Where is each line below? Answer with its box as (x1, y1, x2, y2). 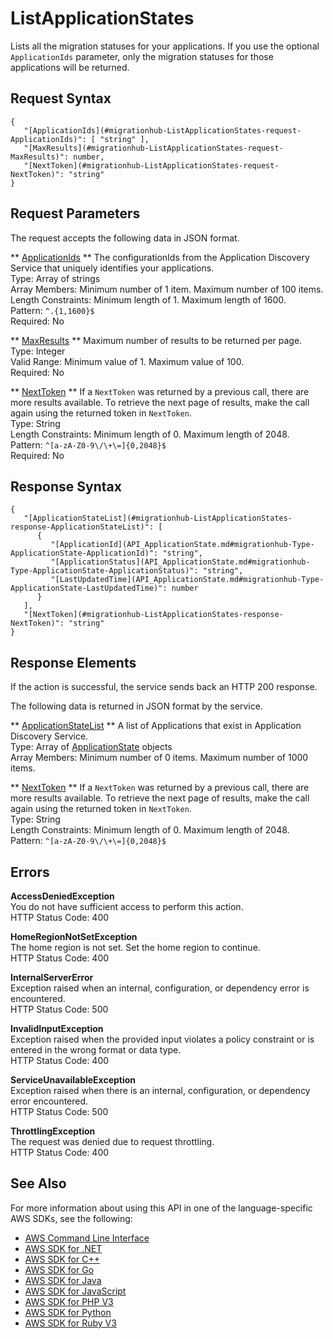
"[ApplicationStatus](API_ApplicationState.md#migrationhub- (50, 557, 311, 567)
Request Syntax (10, 90, 112, 107)
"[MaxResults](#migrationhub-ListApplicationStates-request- (23, 143, 284, 153)
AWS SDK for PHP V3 (24, 1295, 114, 1307)
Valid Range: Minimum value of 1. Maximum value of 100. (10, 355, 245, 367)
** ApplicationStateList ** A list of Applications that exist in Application (10, 720, 302, 732)
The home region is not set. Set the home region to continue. (10, 942, 261, 953)
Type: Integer (10, 345, 66, 357)
